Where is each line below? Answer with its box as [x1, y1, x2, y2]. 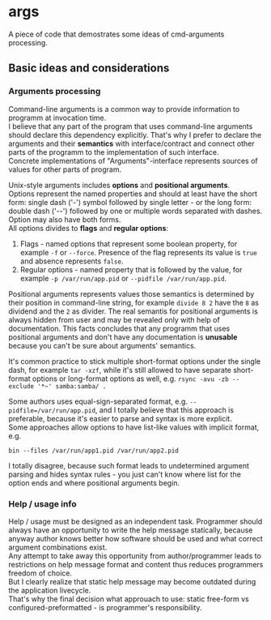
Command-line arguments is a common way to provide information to [8, 104, 240, 113]
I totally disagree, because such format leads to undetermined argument [8, 460, 249, 470]
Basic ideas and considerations [8, 62, 170, 75]
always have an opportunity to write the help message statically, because [8, 525, 253, 535]
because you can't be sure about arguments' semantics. [8, 340, 197, 350]
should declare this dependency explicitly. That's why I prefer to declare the [8, 130, 261, 139]
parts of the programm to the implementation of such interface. [8, 147, 219, 156]
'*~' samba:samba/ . [37, 382, 107, 391]
